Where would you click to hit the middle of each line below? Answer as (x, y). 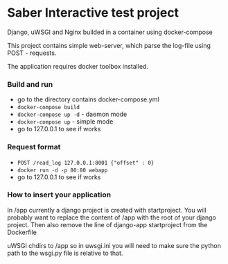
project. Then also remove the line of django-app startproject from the (107, 224)
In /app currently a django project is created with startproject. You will (107, 210)
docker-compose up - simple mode (65, 122)
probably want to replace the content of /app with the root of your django (112, 217)
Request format (34, 147)
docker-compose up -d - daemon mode (72, 114)
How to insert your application (59, 195)
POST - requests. (32, 53)
